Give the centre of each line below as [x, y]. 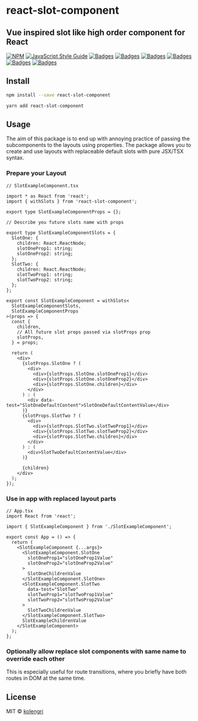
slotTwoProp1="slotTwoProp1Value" [70, 594]
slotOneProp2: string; [45, 254]
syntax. [15, 158]
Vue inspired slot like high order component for [96, 33]
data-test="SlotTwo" [53, 589]
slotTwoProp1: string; [45, 274]
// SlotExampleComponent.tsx [42, 186]
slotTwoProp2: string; [45, 280]
